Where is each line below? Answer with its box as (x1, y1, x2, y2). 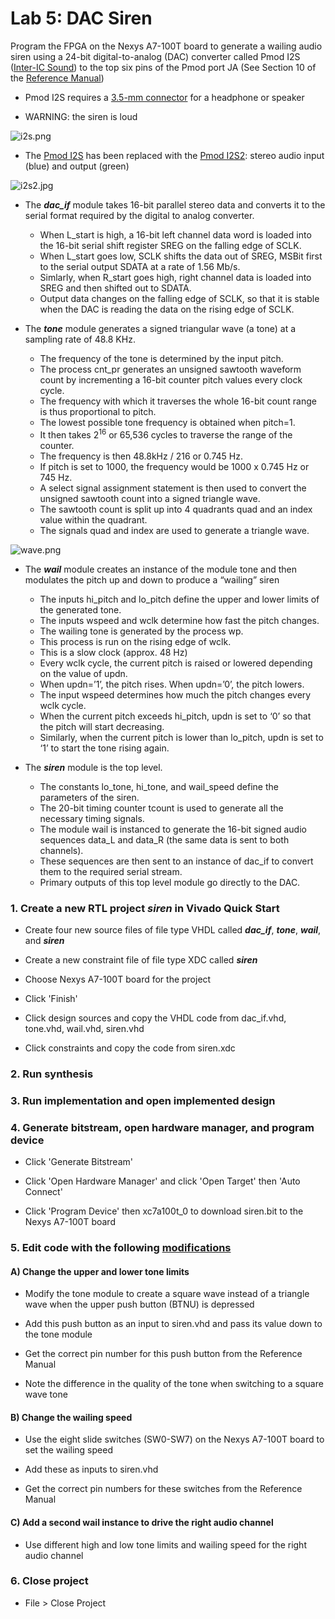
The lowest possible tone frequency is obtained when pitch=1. (39, 416, 296, 428)
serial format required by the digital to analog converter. (24, 209, 255, 221)
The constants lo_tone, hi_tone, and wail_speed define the (39, 780, 279, 792)
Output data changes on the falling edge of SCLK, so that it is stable (39, 292, 320, 304)
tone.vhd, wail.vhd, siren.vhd (24, 1022, 145, 1034)
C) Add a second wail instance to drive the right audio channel (10, 1516, 274, 1528)
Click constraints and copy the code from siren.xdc (24, 1042, 236, 1054)
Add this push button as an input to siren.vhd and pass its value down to (24, 1318, 323, 1330)
